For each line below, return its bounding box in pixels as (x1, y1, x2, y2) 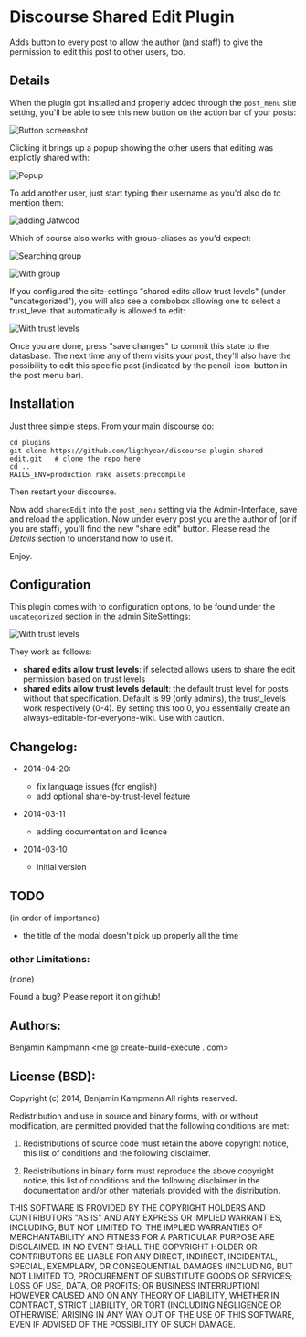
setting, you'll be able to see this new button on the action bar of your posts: (9, 107, 297, 118)
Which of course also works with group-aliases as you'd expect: (9, 232, 251, 243)
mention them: (9, 196, 64, 207)
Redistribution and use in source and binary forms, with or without (9, 1110, 259, 1121)
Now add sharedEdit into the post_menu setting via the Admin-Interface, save (9, 504, 298, 515)
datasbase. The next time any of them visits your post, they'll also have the (9, 350, 291, 361)
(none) (9, 973, 35, 984)
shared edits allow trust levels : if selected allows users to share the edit (22, 664, 296, 675)
